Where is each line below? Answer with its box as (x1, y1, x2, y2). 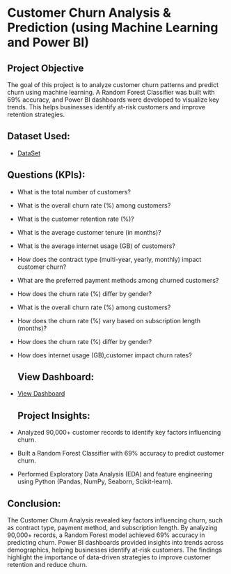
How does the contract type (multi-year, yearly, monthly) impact (17, 255, 202, 263)
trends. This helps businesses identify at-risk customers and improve (7, 103, 206, 111)
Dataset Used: (7, 130, 71, 142)
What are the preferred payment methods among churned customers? (17, 276, 219, 284)
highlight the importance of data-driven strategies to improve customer (7, 553, 212, 561)
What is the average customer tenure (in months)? (17, 228, 161, 236)
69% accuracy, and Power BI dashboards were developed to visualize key (7, 95, 220, 104)
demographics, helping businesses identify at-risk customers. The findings (7, 545, 223, 554)
